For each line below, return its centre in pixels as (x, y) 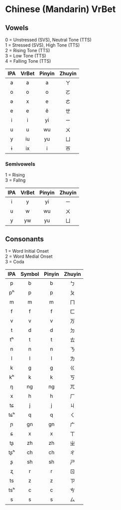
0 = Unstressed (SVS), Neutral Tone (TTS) (49, 40)
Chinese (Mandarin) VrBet (60, 9)
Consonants (24, 239)
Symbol (30, 274)
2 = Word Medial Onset (29, 256)
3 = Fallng (15, 180)
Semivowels (20, 164)
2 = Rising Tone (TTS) (28, 50)
